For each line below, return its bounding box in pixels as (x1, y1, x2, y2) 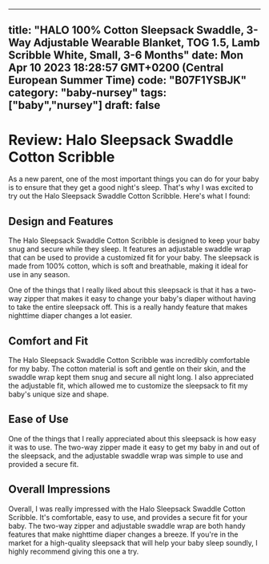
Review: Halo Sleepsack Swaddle (8, 131, 234, 149)
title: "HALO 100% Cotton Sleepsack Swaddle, (8, 23, 244, 37)
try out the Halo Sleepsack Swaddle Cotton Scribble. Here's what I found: (8, 191, 251, 201)
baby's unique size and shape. (8, 389, 110, 399)
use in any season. (8, 270, 70, 280)
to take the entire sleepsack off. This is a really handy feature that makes (8, 302, 248, 312)
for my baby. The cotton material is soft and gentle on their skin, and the (8, 364, 247, 373)
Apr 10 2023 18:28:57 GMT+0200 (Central (8, 61, 224, 75)
